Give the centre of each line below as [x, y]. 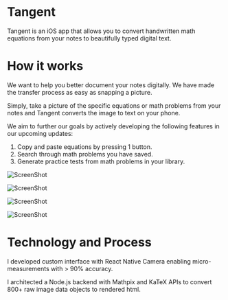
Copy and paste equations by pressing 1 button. [84, 147]
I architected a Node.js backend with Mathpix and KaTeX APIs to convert [110, 281]
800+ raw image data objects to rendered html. [74, 289]
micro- [202, 261]
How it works [45, 66]
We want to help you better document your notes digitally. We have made [111, 85]
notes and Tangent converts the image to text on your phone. [94, 113]
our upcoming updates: [40, 133]
